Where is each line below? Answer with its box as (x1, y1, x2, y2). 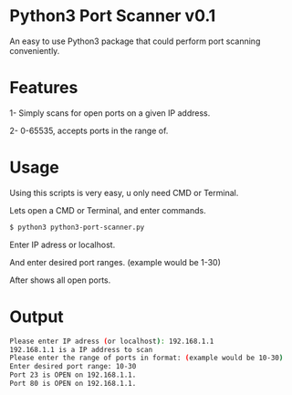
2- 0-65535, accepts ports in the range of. (9, 125, 169, 136)
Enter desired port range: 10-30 (9, 362, 137, 371)
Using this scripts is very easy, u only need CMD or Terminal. (9, 187, 239, 198)
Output (9, 307, 64, 327)
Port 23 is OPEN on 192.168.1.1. (9, 370, 137, 379)
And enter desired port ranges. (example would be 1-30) (9, 256, 222, 267)
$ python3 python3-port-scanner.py (9, 223, 145, 232)
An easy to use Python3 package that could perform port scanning (9, 36, 261, 47)
